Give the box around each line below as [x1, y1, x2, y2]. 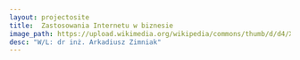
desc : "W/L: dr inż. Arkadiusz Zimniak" [9, 37, 162, 47]
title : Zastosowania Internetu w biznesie [9, 21, 174, 30]
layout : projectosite [9, 12, 90, 22]
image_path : [9, 29, 54, 38]
